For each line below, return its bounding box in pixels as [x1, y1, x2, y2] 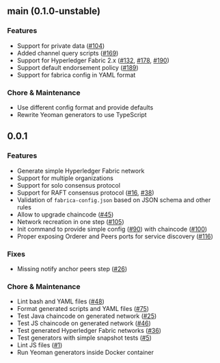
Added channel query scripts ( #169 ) [16, 49, 119, 57]
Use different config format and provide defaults [16, 103, 154, 112]
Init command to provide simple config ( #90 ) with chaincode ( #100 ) [16, 225, 208, 233]
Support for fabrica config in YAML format [16, 71, 136, 79]
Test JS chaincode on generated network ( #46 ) [16, 319, 152, 327]
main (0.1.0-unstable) [7, 5, 101, 17]
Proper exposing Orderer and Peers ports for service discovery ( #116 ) [16, 232, 214, 240]
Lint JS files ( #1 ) [16, 341, 63, 349]
